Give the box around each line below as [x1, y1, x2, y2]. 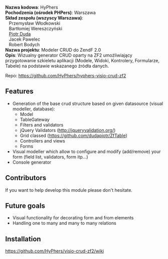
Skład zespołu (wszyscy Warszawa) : [5, 15, 84, 21]
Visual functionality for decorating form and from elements [12, 215, 134, 221]
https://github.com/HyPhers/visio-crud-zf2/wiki [5, 248, 104, 254]
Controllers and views [20, 138, 65, 144]
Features [5, 87, 34, 96]
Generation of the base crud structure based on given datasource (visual [12, 100, 163, 106]
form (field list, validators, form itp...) [12, 154, 89, 160]
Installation [5, 234, 41, 243]
